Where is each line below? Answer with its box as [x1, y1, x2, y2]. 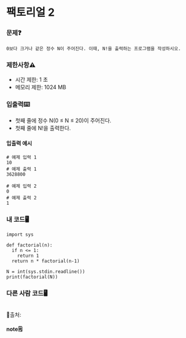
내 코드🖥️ [6, 216, 29, 224]
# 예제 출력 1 [6, 166, 37, 173]
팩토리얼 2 [6, 5, 55, 19]
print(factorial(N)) [6, 274, 59, 280]
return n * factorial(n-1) [12, 258, 80, 264]
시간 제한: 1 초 [15, 76, 48, 83]
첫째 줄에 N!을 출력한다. [15, 125, 71, 132]
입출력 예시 [6, 139, 32, 147]
